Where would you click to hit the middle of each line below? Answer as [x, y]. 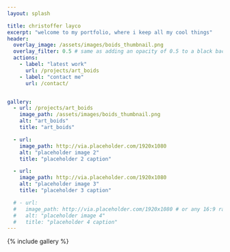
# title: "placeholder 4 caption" [65, 222]
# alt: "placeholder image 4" [60, 216]
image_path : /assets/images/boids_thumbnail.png [90, 115]
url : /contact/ [47, 83]
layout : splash [29, 13]
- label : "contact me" [52, 77]
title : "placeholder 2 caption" [65, 159]
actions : [26, 58]
